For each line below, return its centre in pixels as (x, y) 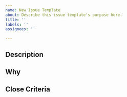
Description (24, 54)
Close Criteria (28, 90)
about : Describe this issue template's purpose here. (64, 15)
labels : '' (17, 24)
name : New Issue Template (33, 10)
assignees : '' (20, 29)
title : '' (16, 20)
